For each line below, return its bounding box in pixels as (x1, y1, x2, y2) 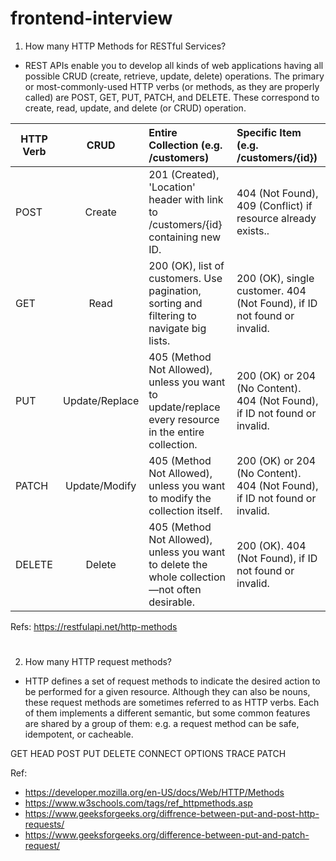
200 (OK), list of (148, 258, 225, 272)
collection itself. (148, 503, 223, 517)
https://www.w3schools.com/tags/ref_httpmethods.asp (24, 797, 253, 809)
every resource (148, 412, 220, 426)
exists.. (236, 223, 270, 237)
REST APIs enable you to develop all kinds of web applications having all (24, 59, 324, 71)
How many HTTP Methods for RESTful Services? (24, 40, 227, 52)
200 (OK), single (236, 271, 315, 285)
